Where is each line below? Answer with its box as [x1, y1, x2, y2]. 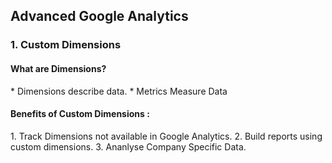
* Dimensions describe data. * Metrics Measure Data [10, 85, 228, 97]
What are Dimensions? [10, 62, 107, 74]
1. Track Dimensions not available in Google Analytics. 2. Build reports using [10, 130, 323, 142]
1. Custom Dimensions [10, 38, 122, 52]
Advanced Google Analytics [10, 8, 189, 25]
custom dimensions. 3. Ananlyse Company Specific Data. [10, 140, 247, 153]
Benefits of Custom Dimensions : [10, 108, 150, 120]
